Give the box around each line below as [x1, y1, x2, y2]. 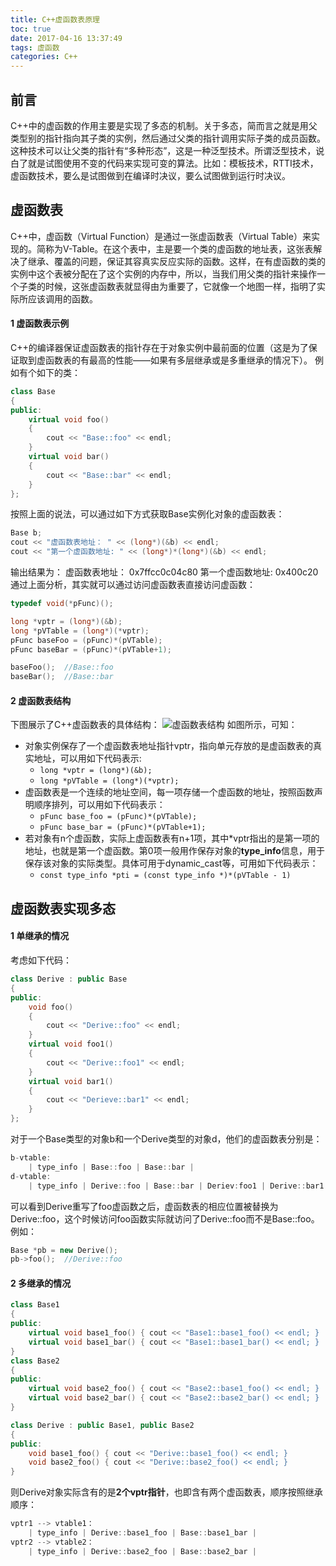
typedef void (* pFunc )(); [10, 599, 114, 609]
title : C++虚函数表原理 [10, 14, 100, 25]
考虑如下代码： [10, 954, 72, 966]
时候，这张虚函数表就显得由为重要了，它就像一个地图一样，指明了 [44, 280, 317, 292]
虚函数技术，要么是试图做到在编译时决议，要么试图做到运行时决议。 [10, 169, 291, 181]
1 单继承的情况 [10, 930, 70, 942]
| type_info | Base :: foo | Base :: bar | [28, 1162, 195, 1172]
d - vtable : [10, 1171, 52, 1181]
